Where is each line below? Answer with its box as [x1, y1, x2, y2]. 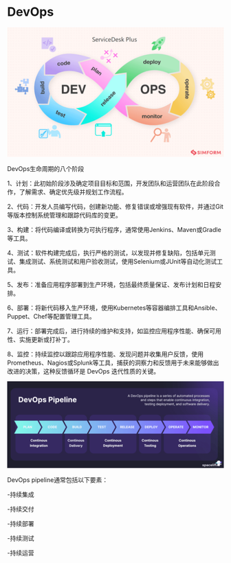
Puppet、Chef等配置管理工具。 [7, 312, 96, 321]
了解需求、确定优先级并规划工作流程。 [19, 188, 128, 196]
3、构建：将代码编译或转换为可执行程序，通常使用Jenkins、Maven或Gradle [7, 226, 221, 234]
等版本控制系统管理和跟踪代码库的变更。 [7, 211, 122, 220]
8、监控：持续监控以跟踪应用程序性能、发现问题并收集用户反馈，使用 [7, 350, 204, 358]
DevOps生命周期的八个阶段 [7, 165, 85, 173]
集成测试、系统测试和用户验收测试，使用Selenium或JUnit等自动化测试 [19, 257, 217, 266]
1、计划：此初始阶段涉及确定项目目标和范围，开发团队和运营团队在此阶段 [7, 179, 214, 187]
